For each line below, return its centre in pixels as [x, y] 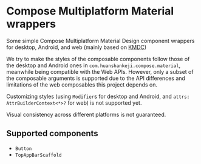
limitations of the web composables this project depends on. [82, 84]
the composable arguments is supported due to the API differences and [96, 78]
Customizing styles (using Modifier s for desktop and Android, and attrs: [98, 96]
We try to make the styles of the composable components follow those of [98, 59]
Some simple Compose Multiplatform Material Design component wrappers [101, 41]
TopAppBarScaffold [38, 155]
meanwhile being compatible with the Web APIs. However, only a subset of [100, 71]
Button [23, 149]
